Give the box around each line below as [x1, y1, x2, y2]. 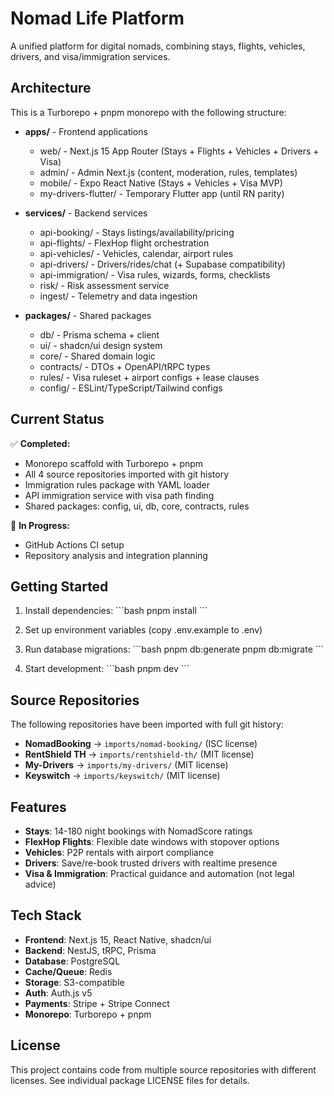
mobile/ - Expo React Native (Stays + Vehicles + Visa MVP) [39, 177, 283, 189]
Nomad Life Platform [10, 7, 185, 30]
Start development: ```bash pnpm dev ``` [24, 663, 190, 675]
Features [10, 798, 67, 816]
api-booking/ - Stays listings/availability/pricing [39, 226, 235, 238]
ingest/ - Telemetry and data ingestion [39, 290, 198, 302]
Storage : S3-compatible [24, 976, 125, 988]
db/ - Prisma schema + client [39, 328, 160, 341]
